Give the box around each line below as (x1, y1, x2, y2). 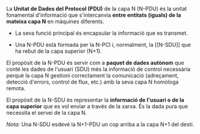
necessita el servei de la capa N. (6, 109, 87, 116)
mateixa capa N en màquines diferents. (6, 18, 104, 25)
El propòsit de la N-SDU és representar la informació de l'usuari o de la (6, 96, 185, 103)
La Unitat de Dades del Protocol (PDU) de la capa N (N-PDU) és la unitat (6, 5, 187, 12)
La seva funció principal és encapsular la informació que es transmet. (14, 29, 188, 37)
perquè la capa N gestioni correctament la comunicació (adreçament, (6, 72, 179, 79)
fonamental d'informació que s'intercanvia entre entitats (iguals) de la (6, 11, 181, 19)
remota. (6, 85, 26, 92)
